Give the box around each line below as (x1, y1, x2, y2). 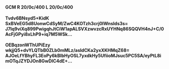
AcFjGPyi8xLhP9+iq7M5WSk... (5, 31, 72, 37)
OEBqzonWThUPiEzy (5, 42, 50, 48)
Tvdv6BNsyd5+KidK (5, 15, 49, 21)
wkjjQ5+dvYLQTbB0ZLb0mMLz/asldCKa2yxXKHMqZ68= (5, 47, 130, 53)
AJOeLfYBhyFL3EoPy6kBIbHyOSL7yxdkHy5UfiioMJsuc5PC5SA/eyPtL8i (5, 53, 161, 59)
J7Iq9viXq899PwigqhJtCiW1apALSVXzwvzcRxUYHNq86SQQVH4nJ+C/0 (5, 26, 164, 32)
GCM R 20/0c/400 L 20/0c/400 (5, 4, 73, 10)
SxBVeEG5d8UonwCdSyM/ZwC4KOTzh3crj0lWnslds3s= (5, 21, 128, 27)
